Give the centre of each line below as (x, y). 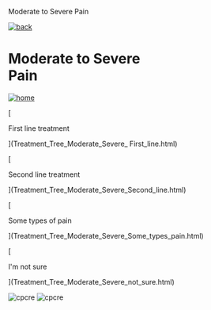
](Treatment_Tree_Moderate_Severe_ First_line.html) (93, 144)
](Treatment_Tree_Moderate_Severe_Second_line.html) (97, 189)
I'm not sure (28, 266)
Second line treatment (44, 174)
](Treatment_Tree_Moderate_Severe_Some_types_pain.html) (106, 235)
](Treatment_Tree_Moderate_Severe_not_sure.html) (92, 281)
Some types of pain (40, 220)
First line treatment (39, 128)
